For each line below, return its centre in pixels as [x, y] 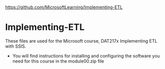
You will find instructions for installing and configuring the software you [86, 56]
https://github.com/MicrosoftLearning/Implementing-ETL [64, 7]
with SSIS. [16, 46]
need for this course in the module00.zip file [58, 61]
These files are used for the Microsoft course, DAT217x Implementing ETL [81, 41]
